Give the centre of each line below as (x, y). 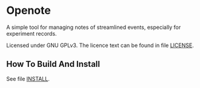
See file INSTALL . (28, 78)
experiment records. (32, 33)
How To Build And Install (53, 64)
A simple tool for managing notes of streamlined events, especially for (94, 27)
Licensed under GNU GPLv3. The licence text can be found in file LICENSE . (100, 45)
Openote (29, 11)
